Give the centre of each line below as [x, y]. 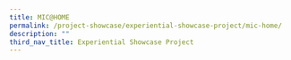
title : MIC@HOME [39, 17]
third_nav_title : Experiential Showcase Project [102, 42]
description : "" [39, 34]
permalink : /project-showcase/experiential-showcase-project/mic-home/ [145, 26]
